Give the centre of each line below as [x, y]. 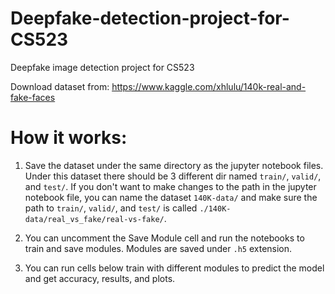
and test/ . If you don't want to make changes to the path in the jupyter [170, 186]
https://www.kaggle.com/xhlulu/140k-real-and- [209, 86]
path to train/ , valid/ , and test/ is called [111, 208]
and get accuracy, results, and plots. [100, 278]
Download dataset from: [60, 86]
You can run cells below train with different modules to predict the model [174, 268]
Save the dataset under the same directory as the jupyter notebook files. [174, 165]
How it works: [69, 138]
